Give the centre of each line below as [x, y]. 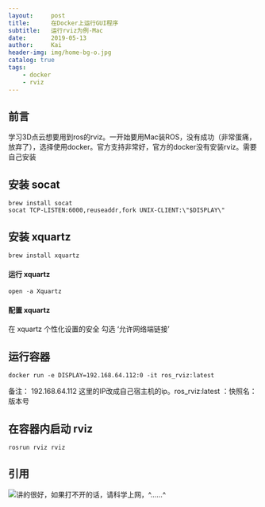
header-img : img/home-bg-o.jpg [60, 53]
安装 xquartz [40, 237]
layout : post [37, 16]
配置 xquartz [29, 310]
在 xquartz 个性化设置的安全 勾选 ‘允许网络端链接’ [89, 329]
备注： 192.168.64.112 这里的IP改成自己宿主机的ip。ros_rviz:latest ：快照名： [132, 392]
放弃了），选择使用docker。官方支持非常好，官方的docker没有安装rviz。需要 [133, 147]
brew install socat [40, 204]
